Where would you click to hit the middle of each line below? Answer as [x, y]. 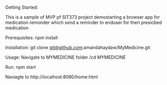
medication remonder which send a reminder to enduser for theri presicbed [84, 23]
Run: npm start [21, 67]
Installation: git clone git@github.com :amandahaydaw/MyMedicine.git [78, 47]
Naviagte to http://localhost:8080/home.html [51, 77]
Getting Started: [22, 7]
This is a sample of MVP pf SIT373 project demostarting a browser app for [82, 17]
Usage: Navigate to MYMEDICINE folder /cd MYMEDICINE [66, 57]
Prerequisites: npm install [32, 38]
